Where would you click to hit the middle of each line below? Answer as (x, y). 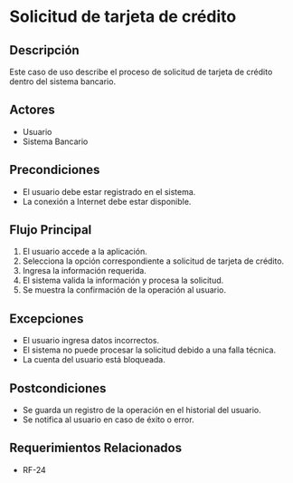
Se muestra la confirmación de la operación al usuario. (124, 290)
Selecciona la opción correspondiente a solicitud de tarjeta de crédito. (153, 261)
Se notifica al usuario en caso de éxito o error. (108, 420)
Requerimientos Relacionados (96, 448)
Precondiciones (55, 170)
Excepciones (47, 319)
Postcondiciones (58, 388)
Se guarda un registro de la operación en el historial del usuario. (142, 411)
